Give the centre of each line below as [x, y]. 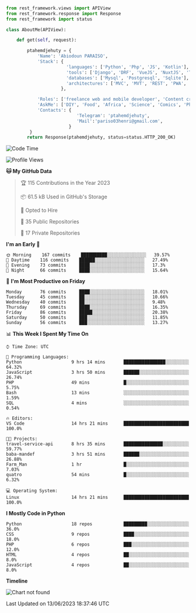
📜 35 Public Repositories [50, 222]
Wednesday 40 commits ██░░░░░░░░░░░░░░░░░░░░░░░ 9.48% [86, 302]
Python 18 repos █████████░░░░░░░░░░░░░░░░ [98, 524]
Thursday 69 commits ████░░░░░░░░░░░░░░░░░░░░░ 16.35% [87, 307]
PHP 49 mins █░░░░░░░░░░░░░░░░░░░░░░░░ [98, 383]
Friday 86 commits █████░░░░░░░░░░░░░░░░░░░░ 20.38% [87, 312]
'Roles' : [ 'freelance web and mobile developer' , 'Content [110, 99]
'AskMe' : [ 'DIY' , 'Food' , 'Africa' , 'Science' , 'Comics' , [109, 105]
